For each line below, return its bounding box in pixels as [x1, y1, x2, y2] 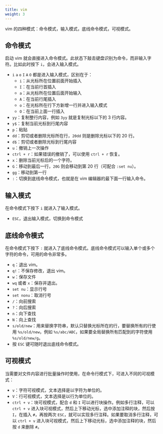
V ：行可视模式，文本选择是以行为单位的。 [12, 393, 96, 399]
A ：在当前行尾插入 [19, 96, 56, 102]
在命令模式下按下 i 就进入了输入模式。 [5, 205, 83, 211]
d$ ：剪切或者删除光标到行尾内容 [12, 139, 77, 145]
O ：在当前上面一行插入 [19, 108, 65, 114]
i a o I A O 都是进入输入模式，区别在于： [12, 72, 93, 78]
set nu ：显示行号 [12, 286, 47, 292]
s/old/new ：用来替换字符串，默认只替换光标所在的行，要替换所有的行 [12, 323, 152, 328]
